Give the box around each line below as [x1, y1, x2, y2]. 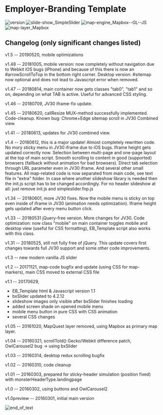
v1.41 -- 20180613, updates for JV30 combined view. [5, 130, 110, 136]
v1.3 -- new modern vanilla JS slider [5, 254, 77, 260]
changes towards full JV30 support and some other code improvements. [5, 245, 151, 251]
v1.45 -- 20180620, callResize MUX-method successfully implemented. [5, 110, 148, 116]
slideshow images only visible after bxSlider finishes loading [12, 298, 133, 304]
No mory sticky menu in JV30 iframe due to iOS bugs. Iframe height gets [5, 144, 151, 150]
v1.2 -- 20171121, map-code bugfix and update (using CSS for [5, 264, 128, 270]
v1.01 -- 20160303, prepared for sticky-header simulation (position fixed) [5, 371, 151, 377]
